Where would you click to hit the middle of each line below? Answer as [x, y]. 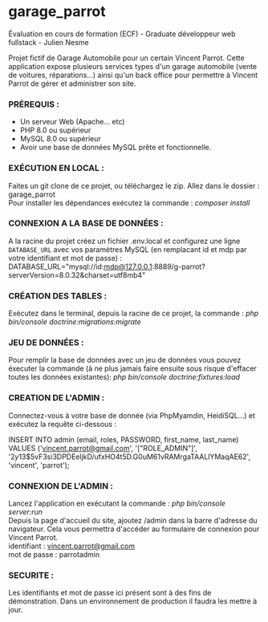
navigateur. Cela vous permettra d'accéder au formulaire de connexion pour [134, 529]
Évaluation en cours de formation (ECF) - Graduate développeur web [122, 34]
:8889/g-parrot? [179, 266]
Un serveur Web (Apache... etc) [72, 122]
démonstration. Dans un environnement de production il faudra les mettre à [133, 601]
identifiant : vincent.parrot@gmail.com [71, 546]
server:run [25, 512]
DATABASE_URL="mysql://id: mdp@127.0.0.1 [80, 266]
